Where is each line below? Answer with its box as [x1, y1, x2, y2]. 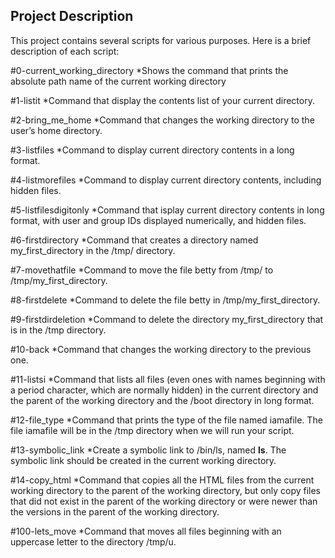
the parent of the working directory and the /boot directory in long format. [10, 394, 315, 406]
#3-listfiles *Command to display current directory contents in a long [10, 144, 295, 156]
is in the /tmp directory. [10, 324, 107, 336]
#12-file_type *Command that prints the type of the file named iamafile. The [10, 414, 323, 426]
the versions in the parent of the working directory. [10, 505, 220, 518]
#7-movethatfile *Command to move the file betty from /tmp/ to [10, 264, 274, 276]
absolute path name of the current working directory [10, 75, 227, 87]
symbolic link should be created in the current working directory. [10, 454, 277, 466]
